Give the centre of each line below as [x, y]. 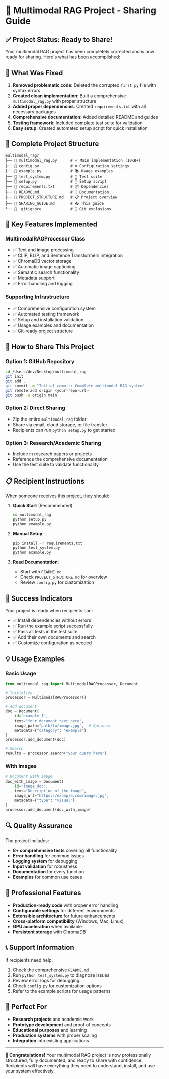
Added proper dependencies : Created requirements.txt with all [79, 106]
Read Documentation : [36, 562]
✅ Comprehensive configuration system [54, 308]
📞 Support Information [40, 948]
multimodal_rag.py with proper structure [54, 101]
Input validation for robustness [45, 866]
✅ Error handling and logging [43, 284]
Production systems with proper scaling [55, 1035]
